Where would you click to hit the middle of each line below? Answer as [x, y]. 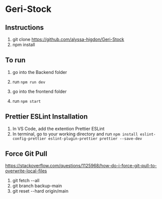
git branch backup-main [37, 186]
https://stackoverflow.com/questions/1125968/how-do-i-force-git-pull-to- [81, 166]
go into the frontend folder [39, 91]
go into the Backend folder [40, 72]
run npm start [26, 101]
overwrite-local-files [26, 171]
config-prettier [29, 138]
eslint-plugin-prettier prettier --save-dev [95, 138]
